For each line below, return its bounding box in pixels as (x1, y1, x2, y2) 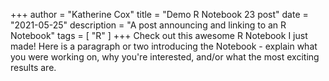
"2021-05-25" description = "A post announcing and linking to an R (10, 19, 287, 31)
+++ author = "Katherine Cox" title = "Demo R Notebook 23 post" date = (10, 9, 309, 20)
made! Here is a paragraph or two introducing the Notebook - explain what (10, 40, 318, 52)
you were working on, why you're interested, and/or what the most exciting (10, 51, 320, 63)
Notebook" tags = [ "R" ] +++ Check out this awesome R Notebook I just (10, 30, 308, 41)
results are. (10, 62, 57, 73)
